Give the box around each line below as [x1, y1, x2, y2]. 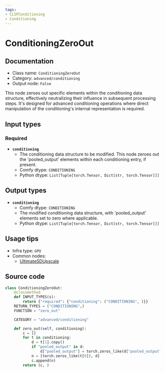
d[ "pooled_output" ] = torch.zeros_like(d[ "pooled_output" [40, 349, 162, 354]
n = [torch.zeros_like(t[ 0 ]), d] [31, 353, 100, 358]
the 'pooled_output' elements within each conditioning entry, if [19, 156, 146, 162]
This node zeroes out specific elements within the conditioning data [5, 90, 142, 96]
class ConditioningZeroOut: [5, 285, 63, 290]
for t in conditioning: [23, 335, 71, 340]
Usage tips [5, 235, 39, 243]
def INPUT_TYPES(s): [14, 295, 56, 300]
